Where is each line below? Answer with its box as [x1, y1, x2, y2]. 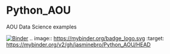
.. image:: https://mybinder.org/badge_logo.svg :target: [29, 34, 165, 42]
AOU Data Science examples [6, 23, 77, 30]
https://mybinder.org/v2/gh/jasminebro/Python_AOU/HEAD [6, 41, 151, 48]
